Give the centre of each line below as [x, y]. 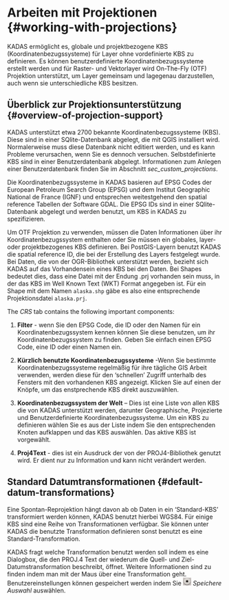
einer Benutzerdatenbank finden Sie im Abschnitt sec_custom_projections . [112, 169]
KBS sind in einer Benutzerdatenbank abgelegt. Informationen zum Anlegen [114, 161]
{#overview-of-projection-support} [85, 116]
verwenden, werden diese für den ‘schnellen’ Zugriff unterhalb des [112, 374]
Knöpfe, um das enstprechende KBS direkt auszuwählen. [98, 389]
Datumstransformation [39, 566]
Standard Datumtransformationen [81, 482]
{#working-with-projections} [92, 27]
